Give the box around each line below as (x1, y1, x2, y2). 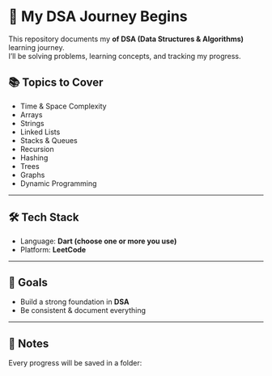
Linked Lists (19, 127, 61, 137)
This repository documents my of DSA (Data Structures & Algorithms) (8, 34, 244, 44)
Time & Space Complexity (19, 101, 107, 111)
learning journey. (8, 42, 65, 52)
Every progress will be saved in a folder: (8, 358, 142, 368)
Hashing (19, 153, 49, 163)
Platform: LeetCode (19, 244, 87, 254)
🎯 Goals (8, 275, 49, 289)
